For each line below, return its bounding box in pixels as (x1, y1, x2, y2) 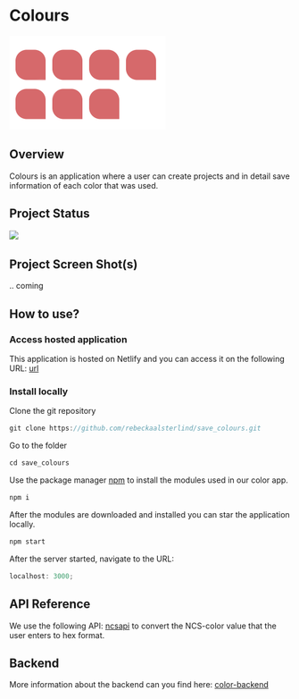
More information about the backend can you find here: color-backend (9, 679, 270, 690)
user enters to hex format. (9, 629, 105, 640)
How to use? (9, 306, 80, 322)
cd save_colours (9, 459, 70, 467)
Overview (9, 147, 65, 162)
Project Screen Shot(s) (9, 257, 138, 272)
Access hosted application (9, 333, 128, 345)
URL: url (9, 363, 39, 374)
